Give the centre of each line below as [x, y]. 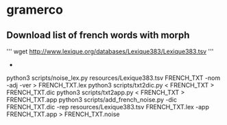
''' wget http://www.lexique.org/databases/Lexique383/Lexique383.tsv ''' [110, 51]
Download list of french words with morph [98, 35]
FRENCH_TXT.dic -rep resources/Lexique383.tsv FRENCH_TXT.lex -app [108, 107]
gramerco [35, 10]
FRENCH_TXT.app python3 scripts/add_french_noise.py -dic [92, 100]
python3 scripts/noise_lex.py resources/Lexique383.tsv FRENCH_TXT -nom [113, 78]
